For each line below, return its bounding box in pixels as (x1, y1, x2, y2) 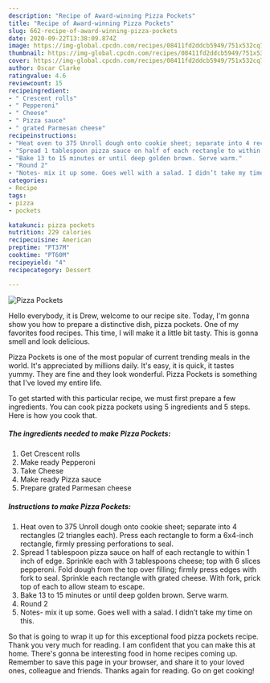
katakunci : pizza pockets (8, 221, 95, 230)
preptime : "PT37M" (8, 243, 70, 252)
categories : (8, 176, 48, 185)
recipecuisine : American (8, 236, 92, 244)
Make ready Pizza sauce (19, 474, 102, 484)
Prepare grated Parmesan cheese (19, 483, 132, 493)
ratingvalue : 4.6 (8, 72, 67, 80)
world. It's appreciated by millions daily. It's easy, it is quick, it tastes (8, 360, 235, 370)
